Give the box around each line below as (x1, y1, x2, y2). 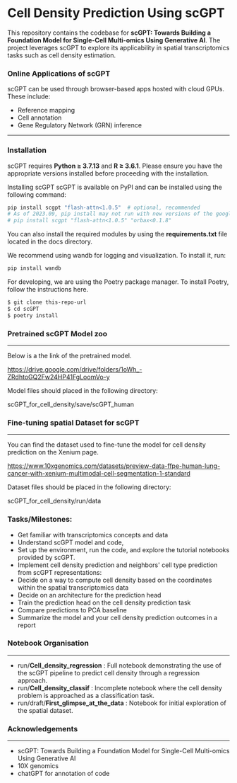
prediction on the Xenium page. (7, 448, 99, 457)
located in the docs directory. (7, 237, 93, 246)
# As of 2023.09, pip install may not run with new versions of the (7, 210, 213, 217)
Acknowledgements (7, 724, 78, 733)
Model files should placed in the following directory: (7, 386, 158, 394)
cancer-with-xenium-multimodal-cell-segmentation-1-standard (7, 469, 190, 478)
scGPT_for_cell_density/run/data (7, 497, 102, 505)
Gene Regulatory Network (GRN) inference (17, 121, 142, 130)
